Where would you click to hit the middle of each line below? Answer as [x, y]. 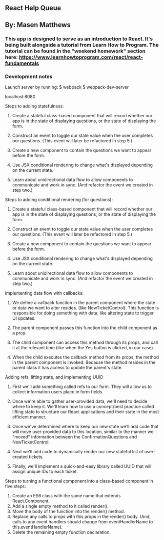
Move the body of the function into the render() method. [69, 511]
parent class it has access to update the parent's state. [67, 368]
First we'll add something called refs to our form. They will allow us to [82, 386]
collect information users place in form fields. [58, 392]
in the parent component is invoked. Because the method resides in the [84, 362]
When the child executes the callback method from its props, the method [85, 357]
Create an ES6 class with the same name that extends [66, 496]
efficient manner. [29, 417]
